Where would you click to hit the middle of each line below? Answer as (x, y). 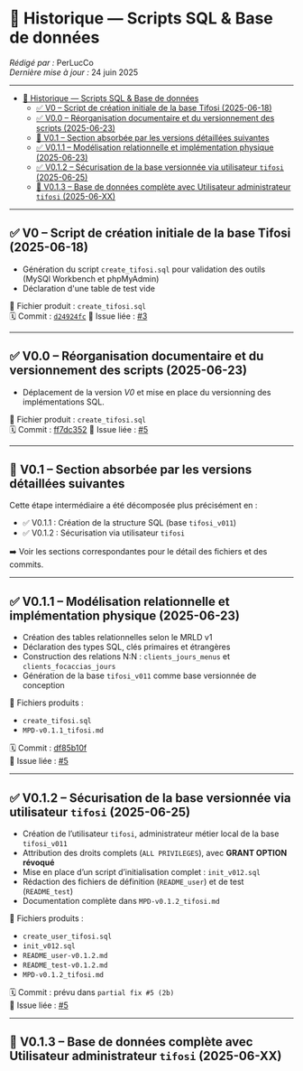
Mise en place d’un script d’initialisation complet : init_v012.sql (142, 872)
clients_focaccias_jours (69, 667)
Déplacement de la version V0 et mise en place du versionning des (147, 392)
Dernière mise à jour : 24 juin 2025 (74, 72)
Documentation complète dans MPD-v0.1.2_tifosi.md (121, 901)
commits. (27, 564)
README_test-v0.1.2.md (65, 965)
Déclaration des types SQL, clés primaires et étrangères (126, 647)
